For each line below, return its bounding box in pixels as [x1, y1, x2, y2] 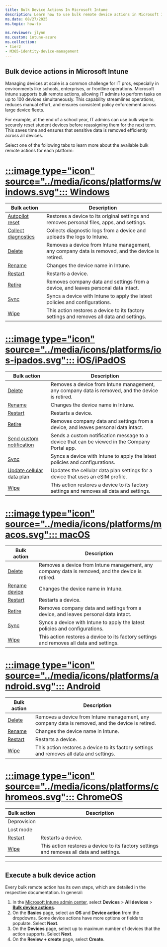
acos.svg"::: [5, 529, 58, 540]
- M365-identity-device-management [5, 48, 79, 54]
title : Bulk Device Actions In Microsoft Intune [5, 7, 108, 12]
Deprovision [7, 818, 36, 825]
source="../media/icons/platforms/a [5, 670, 159, 681]
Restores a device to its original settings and [46, 213, 150, 220]
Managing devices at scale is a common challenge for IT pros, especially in [5, 80, 159, 86]
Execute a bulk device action [5, 871, 96, 879]
